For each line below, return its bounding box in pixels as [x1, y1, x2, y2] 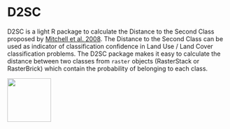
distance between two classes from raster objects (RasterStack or [7, 56, 200, 65]
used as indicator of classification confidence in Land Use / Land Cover [7, 42, 213, 50]
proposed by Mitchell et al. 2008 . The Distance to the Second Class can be [7, 34, 224, 43]
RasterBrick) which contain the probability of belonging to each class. [7, 64, 208, 73]
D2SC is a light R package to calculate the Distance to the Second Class [7, 27, 215, 36]
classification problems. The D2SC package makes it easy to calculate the [7, 50, 221, 58]
